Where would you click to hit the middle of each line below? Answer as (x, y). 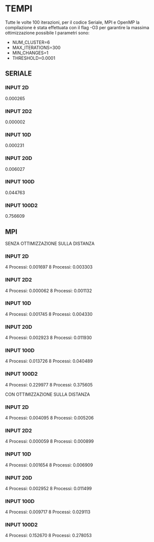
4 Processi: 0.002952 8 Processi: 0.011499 (48, 488)
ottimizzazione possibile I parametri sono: (47, 33)
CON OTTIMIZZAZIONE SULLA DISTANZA (47, 394)
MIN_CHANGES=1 (30, 53)
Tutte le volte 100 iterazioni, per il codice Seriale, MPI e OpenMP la (72, 22)
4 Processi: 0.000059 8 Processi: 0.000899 (50, 441)
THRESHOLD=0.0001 (34, 58)
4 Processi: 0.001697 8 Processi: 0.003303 (49, 267)
